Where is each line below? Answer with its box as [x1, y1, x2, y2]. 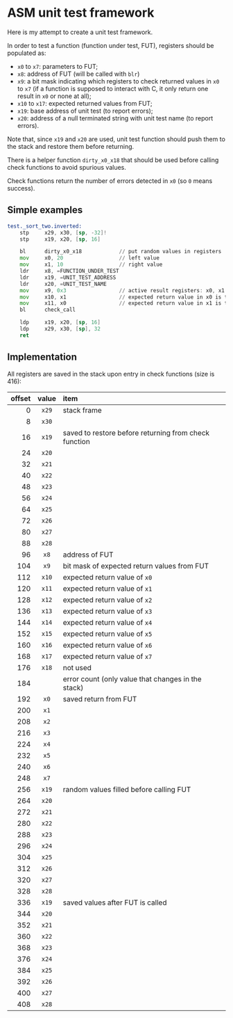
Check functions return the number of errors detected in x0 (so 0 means [7, 176, 213, 185]
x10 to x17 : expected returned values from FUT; [17, 99, 153, 107]
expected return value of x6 [62, 640, 153, 650]
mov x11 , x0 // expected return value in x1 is [19, 300, 222, 307]
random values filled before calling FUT [62, 784, 191, 794]
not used [62, 662, 92, 672]
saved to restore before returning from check [62, 428, 210, 438]
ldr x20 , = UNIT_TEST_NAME [19, 280, 107, 287]
